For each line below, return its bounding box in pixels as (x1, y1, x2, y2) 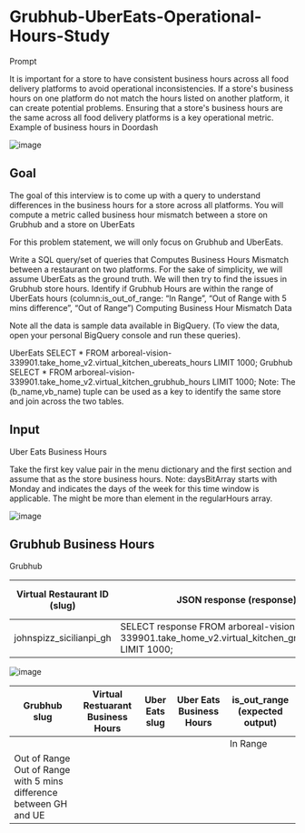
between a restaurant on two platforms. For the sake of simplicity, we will (9, 264, 283, 275)
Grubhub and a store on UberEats (9, 218, 135, 229)
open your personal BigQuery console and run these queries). (9, 329, 241, 340)
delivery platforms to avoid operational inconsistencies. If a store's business (9, 83, 293, 94)
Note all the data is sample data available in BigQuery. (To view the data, (9, 320, 280, 331)
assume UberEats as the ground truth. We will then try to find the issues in (9, 273, 288, 284)
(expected (237, 705, 283, 718)
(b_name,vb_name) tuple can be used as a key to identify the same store (9, 386, 281, 396)
